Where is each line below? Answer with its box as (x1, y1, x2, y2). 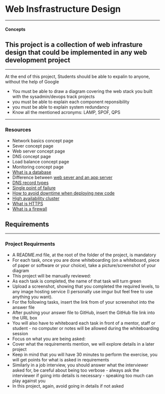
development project (5, 56, 70, 64)
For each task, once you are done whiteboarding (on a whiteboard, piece (12, 257, 160, 263)
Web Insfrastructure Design (5, 3, 121, 15)
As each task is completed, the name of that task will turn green (12, 278, 141, 284)
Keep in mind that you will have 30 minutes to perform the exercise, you (12, 352, 158, 357)
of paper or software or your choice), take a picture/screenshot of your (12, 262, 156, 268)
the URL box (12, 315, 38, 320)
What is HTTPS (12, 200, 43, 206)
